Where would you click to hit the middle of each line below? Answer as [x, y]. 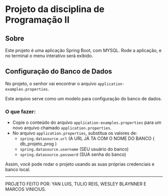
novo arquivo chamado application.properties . [62, 128]
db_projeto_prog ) [38, 144]
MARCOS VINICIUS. [26, 189]
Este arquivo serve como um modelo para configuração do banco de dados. [84, 98]
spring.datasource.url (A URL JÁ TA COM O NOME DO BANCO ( [87, 138]
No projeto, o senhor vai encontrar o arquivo [51, 83]
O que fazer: [20, 111]
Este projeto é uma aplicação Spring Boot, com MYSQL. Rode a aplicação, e [83, 50]
